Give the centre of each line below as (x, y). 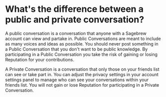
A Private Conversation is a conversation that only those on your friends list (82, 69)
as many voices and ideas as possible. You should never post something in (82, 44)
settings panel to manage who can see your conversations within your (77, 80)
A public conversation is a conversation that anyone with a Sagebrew (76, 33)
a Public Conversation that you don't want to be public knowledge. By (77, 49)
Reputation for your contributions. (40, 59)
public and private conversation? (75, 20)
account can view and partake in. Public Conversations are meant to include (83, 39)
